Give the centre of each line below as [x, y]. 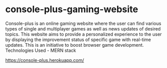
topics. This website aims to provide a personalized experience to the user [83, 34]
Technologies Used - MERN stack [41, 50]
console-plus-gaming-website [72, 9]
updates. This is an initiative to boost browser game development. [75, 45]
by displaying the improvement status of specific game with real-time [78, 40]
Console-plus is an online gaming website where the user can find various [83, 23]
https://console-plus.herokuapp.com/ [45, 60]
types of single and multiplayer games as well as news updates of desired [83, 28]
